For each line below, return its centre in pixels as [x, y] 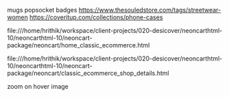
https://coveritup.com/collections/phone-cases [96, 17]
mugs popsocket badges [42, 10]
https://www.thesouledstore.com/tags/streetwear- [150, 10]
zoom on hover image [38, 86]
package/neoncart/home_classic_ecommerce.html [79, 45]
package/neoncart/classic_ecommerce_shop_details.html [88, 73]
